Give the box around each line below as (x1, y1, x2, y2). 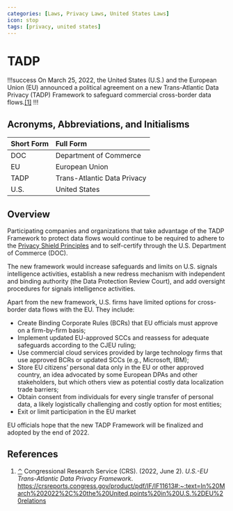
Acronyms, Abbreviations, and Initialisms (7, 118, 190, 130)
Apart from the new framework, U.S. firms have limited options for (7, 298, 196, 306)
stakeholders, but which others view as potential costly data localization (17, 378, 224, 386)
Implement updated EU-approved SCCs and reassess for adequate (17, 333, 209, 341)
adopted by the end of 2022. (7, 428, 90, 437)
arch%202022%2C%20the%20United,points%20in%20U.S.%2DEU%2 (17, 489, 224, 497)
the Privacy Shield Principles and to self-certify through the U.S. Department (7, 241, 227, 250)
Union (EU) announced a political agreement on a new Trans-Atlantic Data (7, 83, 219, 92)
